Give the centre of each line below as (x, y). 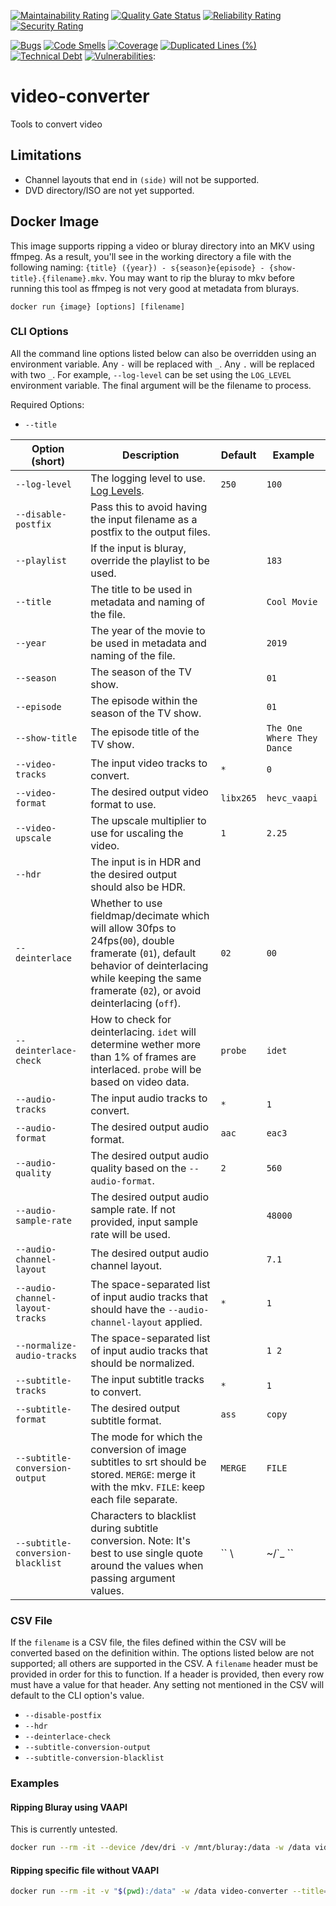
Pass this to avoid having (149, 507)
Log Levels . (117, 490)
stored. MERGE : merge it (143, 1474)
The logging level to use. (148, 478)
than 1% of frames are (143, 1057)
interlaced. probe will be (146, 1069)
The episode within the (144, 700)
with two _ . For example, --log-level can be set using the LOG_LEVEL (151, 374)
